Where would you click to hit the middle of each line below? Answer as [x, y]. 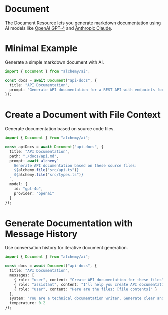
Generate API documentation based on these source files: [76, 166]
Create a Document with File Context [83, 115]
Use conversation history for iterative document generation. [67, 248]
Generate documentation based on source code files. [60, 129]
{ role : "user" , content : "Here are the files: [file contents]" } [86, 289]
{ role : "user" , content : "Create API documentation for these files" [89, 280]
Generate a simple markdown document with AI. [55, 62]
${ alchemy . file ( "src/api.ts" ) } [47, 170]
